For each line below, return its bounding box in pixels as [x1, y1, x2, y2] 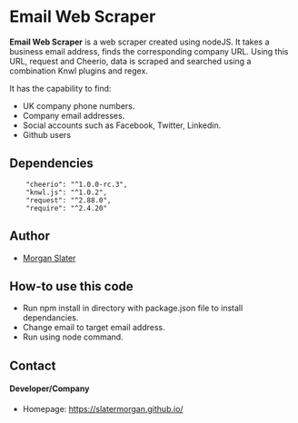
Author [9, 229, 50, 244]
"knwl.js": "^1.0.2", [25, 188, 107, 197]
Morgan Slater [22, 252, 76, 263]
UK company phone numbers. [22, 100, 135, 111]
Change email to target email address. [22, 322, 165, 333]
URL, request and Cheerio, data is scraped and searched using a [9, 55, 252, 66]
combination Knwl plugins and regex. [9, 65, 148, 76]
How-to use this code [9, 279, 134, 294]
